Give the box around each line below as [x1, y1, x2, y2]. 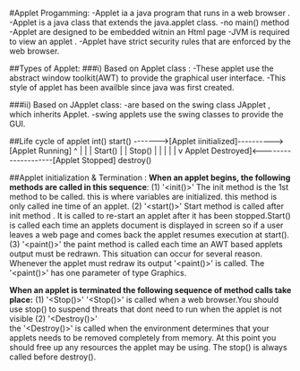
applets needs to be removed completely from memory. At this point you [9, 332, 277, 343]
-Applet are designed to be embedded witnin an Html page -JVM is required [9, 27, 290, 37]
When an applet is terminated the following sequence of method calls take [9, 285, 292, 295]
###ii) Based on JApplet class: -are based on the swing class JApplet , [9, 99, 270, 110]
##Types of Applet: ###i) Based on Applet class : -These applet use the [9, 63, 275, 73]
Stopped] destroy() [81, 155, 152, 165]
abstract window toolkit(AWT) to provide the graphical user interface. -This [9, 73, 287, 83]
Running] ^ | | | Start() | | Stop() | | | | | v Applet [38, 145, 210, 156]
